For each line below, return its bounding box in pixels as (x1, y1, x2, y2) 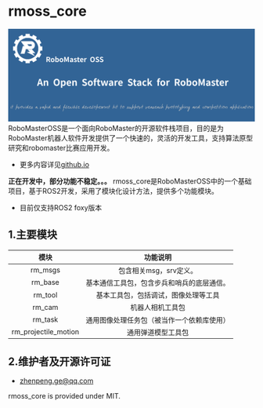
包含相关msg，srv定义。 (118, 265, 198, 275)
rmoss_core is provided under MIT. (8, 392, 121, 401)
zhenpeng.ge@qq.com (19, 376, 94, 386)
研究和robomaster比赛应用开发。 (8, 143, 114, 152)
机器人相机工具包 (130, 303, 186, 312)
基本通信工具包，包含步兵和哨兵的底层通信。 (85, 278, 230, 287)
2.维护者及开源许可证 (8, 355, 111, 368)
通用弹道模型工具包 (126, 327, 189, 337)
